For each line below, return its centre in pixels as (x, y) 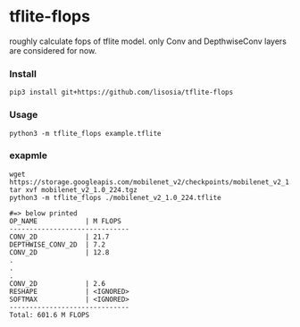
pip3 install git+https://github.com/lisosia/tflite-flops (121, 92)
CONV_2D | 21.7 (59, 237)
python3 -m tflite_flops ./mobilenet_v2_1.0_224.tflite (115, 197)
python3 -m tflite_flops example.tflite (86, 133)
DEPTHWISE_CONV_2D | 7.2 (57, 244)
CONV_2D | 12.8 (59, 252)
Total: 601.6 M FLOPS (50, 314)
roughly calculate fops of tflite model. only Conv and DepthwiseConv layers (148, 41)
